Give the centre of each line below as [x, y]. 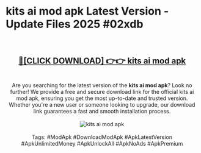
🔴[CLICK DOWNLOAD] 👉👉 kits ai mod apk [102, 61]
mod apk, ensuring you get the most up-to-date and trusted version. [102, 98]
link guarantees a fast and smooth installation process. [102, 111]
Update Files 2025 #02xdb [75, 24]
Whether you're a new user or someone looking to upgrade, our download [102, 104]
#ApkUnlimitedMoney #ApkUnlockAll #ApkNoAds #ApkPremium [102, 143]
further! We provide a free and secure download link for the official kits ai [102, 91]
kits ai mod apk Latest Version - [87, 11]
